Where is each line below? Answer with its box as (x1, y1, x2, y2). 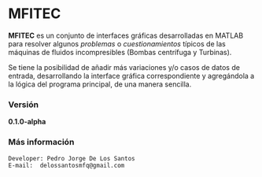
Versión (8, 99, 39, 110)
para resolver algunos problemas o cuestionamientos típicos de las (8, 39, 226, 48)
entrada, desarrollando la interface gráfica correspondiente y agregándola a (8, 71, 255, 80)
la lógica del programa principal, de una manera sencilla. (8, 79, 192, 89)
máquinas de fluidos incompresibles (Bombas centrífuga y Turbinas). (8, 47, 232, 57)
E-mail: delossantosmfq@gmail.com (8, 161, 125, 169)
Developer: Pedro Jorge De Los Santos (8, 154, 135, 162)
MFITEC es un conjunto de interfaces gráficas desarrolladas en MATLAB (8, 31, 244, 40)
